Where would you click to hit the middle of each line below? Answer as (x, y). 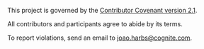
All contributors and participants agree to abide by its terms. (95, 24)
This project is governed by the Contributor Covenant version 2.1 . (102, 10)
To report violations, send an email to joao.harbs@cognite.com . (100, 38)
